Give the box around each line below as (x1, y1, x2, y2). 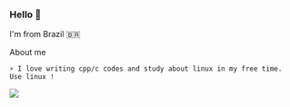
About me (9, 47, 46, 58)
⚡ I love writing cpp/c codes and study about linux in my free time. (9, 64, 283, 73)
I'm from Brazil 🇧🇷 (9, 29, 81, 40)
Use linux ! (9, 73, 55, 82)
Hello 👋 (9, 8, 42, 21)
